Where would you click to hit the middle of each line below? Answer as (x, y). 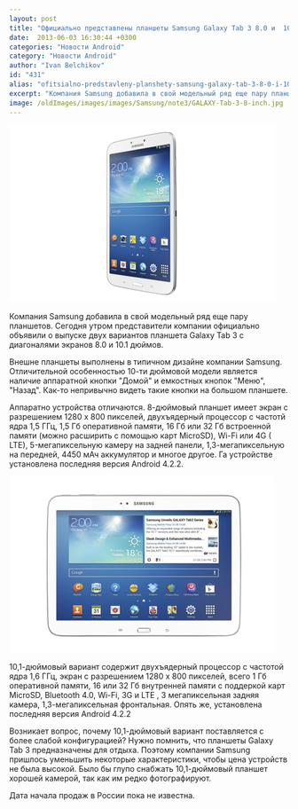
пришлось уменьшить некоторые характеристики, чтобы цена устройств (149, 759)
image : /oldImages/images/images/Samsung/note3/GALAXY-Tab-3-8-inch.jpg (146, 103)
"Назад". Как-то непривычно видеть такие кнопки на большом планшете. (149, 389)
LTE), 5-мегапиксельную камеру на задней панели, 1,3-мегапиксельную (147, 444)
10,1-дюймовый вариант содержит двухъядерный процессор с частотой (146, 666)
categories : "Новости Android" (67, 47)
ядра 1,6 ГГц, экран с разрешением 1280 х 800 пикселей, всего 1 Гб (138, 676)
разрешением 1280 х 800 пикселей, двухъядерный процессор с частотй (148, 416)
